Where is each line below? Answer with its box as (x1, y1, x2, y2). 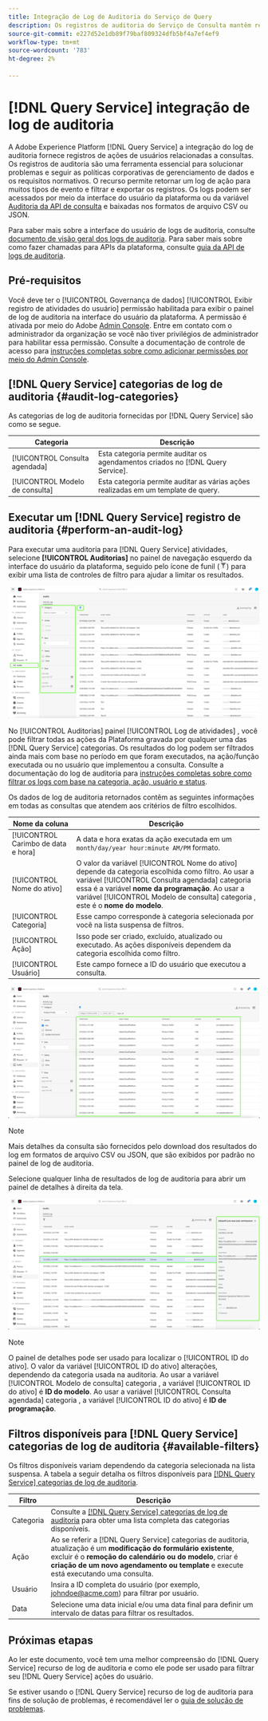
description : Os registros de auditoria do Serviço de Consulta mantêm (8, 21, 251, 30)
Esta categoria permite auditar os (98, 449, 207, 459)
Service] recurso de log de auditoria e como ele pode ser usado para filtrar (8, 1664, 254, 1673)
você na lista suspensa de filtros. (76, 920, 184, 930)
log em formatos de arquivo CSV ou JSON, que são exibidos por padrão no (8, 1150, 255, 1159)
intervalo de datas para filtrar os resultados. (50, 1608, 194, 1617)
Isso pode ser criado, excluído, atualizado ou (76, 931, 223, 941)
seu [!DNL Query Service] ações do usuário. (8, 1672, 154, 1681)
